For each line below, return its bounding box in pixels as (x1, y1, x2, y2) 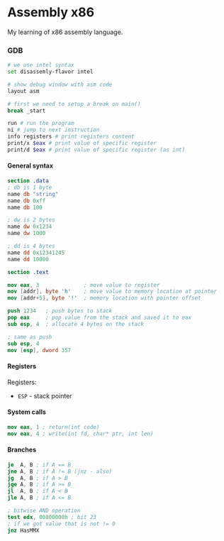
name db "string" (7, 190, 59, 197)
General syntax (7, 161, 54, 170)
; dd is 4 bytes (7, 243, 55, 250)
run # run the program (7, 120, 74, 127)
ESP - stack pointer (17, 391, 72, 400)
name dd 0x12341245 (7, 249, 65, 256)
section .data (7, 177, 50, 185)
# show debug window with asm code (7, 81, 113, 88)
